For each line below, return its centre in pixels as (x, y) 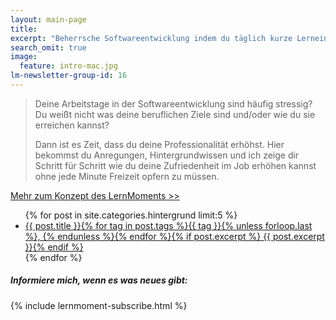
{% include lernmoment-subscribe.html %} (99, 305)
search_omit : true (48, 47)
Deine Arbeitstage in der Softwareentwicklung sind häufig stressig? (173, 103)
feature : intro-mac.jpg (68, 66)
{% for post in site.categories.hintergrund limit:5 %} (131, 215)
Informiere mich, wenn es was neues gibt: (99, 280)
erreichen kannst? (72, 125)
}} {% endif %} (54, 247)
